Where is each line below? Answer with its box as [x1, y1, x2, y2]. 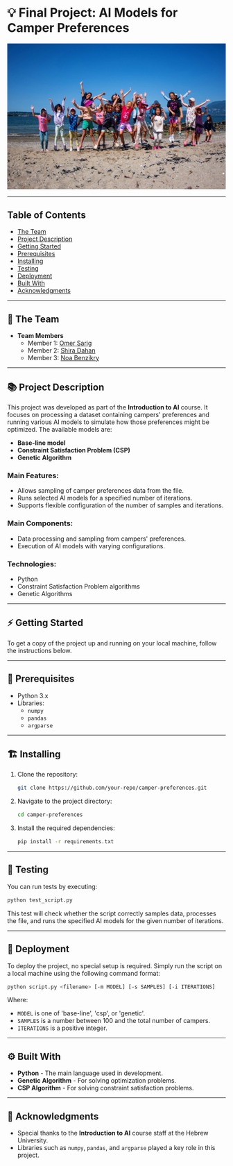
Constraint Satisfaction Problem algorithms [17, 582, 140, 591]
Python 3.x [17, 691, 49, 700]
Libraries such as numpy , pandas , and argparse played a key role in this [17, 1144, 216, 1151]
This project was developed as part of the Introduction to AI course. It [7, 403, 208, 412]
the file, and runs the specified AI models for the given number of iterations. [7, 916, 224, 924]
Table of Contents [7, 210, 87, 221]
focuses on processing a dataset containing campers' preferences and [7, 411, 210, 419]
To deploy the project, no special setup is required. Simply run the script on [7, 961, 223, 970]
